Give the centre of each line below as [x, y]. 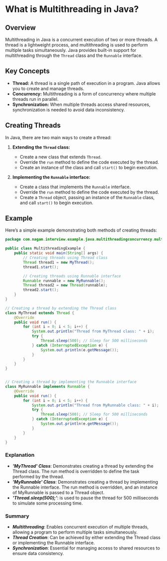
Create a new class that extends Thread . [61, 157]
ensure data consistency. [38, 554]
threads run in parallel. [35, 99]
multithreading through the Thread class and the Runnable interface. [74, 55]
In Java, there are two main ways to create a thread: [58, 137]
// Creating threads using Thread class [65, 258]
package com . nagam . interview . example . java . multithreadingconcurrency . [80, 240]
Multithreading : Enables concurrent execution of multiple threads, [81, 527]
